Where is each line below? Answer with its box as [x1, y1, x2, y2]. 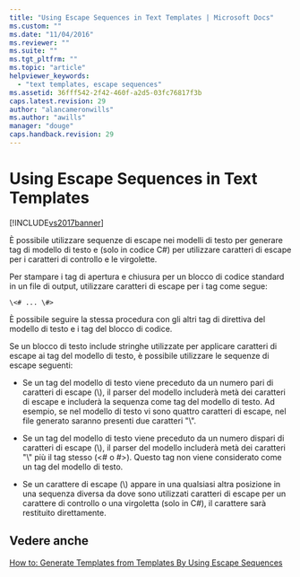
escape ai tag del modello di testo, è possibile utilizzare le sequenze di [9, 350, 270, 361]
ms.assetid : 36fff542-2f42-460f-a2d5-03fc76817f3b [9, 88, 202, 97]
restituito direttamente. [21, 507, 107, 518]
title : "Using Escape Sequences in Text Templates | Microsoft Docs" [9, 13, 275, 22]
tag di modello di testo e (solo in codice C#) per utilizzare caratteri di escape [9, 244, 292, 255]
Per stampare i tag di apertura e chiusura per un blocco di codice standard [9, 271, 285, 282]
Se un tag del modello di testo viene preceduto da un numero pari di [21, 377, 274, 388]
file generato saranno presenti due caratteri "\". [21, 415, 197, 426]
